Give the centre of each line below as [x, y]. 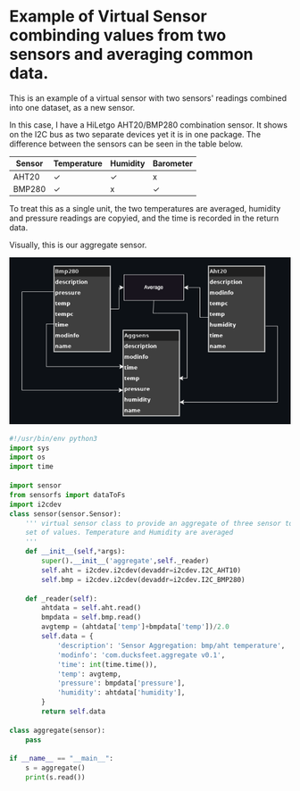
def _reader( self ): [62, 599]
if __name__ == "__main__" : [62, 759]
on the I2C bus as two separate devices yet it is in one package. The [135, 134]
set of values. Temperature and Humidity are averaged [129, 533]
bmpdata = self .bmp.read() [92, 618]
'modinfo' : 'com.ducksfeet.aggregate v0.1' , [141, 655]
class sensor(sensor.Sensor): [66, 514]
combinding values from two [118, 35]
